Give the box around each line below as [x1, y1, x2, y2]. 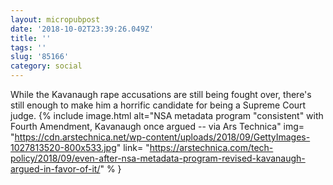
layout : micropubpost [10, 14, 101, 25]
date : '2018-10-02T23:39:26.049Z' [10, 24, 155, 34]
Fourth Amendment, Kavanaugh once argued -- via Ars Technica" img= [10, 121, 305, 132]
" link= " [116, 142, 150, 153]
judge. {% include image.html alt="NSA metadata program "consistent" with [10, 110, 324, 121]
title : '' [10, 33, 52, 43]
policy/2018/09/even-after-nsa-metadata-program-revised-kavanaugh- [10, 152, 306, 164]
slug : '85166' [10, 52, 70, 62]
